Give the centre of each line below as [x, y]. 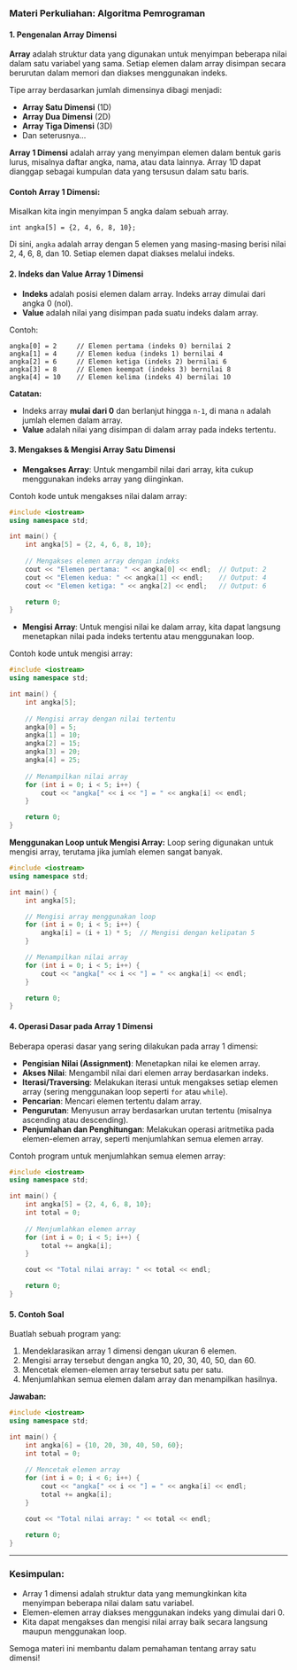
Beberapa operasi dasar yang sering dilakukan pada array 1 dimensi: [134, 1046]
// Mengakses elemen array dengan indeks [102, 561]
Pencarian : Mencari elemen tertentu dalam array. [112, 1101]
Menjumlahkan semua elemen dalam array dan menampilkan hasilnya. [149, 1379]
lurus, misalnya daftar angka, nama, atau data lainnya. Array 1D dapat [135, 162]
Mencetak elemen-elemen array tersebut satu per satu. [122, 1370]
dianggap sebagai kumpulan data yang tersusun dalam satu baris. [129, 172]
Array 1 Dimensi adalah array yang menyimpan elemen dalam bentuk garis [145, 152]
